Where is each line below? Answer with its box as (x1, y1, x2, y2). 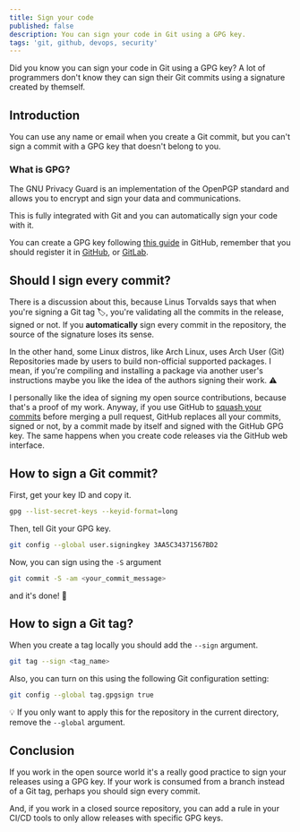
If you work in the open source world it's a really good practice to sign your (9, 767, 287, 777)
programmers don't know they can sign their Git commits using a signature (9, 73, 286, 83)
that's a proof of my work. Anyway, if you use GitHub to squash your (9, 402, 262, 413)
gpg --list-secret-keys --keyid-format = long (9, 507, 178, 516)
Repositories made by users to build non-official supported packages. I (9, 356, 271, 367)
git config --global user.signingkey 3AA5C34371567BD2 (9, 540, 219, 549)
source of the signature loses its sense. (9, 329, 155, 340)
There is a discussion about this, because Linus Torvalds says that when (9, 296, 277, 307)
